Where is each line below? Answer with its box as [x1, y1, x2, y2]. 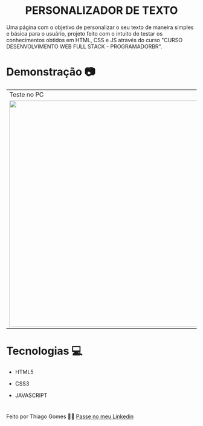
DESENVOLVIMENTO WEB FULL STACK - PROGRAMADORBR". [6, 43, 163, 50]
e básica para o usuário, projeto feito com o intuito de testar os [6, 30, 163, 37]
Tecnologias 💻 [6, 345, 83, 358]
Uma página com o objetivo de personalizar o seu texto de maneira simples [6, 24, 194, 31]
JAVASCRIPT [14, 392, 48, 399]
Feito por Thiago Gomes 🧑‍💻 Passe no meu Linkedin [6, 413, 134, 420]
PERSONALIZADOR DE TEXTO [25, 4, 178, 17]
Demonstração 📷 [6, 65, 95, 79]
